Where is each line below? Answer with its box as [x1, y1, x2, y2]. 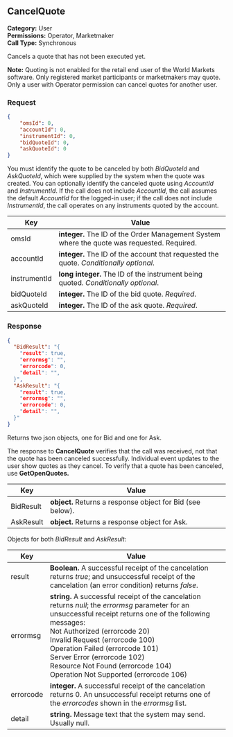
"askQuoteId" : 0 [19, 146, 67, 153]
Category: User [7, 24, 53, 32]
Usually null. [49, 718, 90, 727]
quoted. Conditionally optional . [58, 278, 159, 288]
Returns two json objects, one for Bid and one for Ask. [7, 433, 162, 442]
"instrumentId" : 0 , [19, 132, 76, 139]
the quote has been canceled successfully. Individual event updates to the [7, 454, 220, 462]
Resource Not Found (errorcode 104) [49, 661, 172, 670]
